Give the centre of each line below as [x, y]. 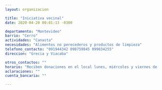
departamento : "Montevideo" [33, 31]
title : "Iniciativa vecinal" [34, 18]
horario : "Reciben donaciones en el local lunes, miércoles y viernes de [81, 67]
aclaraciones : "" [23, 71]
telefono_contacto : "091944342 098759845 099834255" [59, 49]
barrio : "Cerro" [21, 36]
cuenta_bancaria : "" [26, 76]
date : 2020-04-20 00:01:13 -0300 [39, 23]
